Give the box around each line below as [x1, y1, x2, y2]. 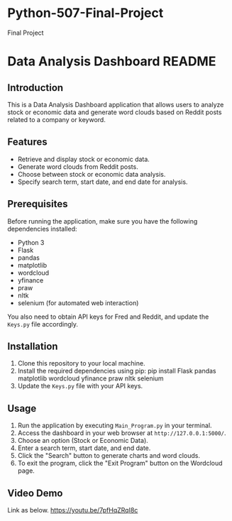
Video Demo [7, 487, 63, 499]
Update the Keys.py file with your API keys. [17, 382, 143, 390]
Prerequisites [7, 198, 68, 210]
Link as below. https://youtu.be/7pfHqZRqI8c [7, 506, 138, 514]
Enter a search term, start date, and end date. [17, 444, 151, 452]
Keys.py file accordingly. [7, 319, 78, 328]
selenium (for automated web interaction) [17, 298, 139, 307]
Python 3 [17, 238, 45, 246]
